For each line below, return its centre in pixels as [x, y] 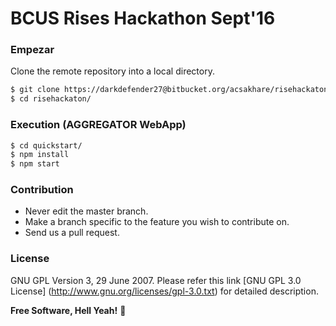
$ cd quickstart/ [46, 145]
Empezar [32, 50]
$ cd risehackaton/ [51, 99]
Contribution [42, 190]
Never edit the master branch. [86, 211]
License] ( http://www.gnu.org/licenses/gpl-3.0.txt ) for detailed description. [164, 291]
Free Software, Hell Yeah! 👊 [68, 310]
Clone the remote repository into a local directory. [112, 71]
